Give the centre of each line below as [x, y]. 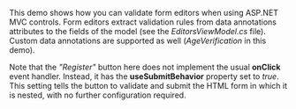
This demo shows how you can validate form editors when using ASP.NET [144, 13]
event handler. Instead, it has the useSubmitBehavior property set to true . [144, 76]
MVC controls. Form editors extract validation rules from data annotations [143, 22]
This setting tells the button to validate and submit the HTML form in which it [148, 86]
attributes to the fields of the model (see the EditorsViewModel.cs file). [138, 31]
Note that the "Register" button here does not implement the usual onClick [145, 67]
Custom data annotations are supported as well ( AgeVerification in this [138, 40]
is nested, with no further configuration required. [98, 95]
